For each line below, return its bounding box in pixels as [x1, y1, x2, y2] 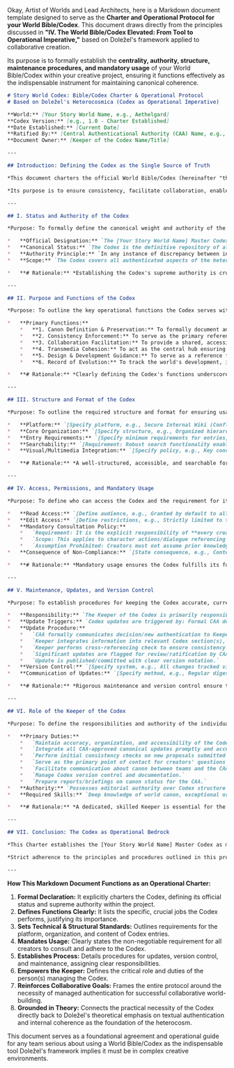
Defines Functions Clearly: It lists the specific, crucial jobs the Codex [17, 907, 218, 916]
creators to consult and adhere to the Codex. [17, 944, 146, 952]
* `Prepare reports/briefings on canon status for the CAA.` [19, 778, 208, 785]
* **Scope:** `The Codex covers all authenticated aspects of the [7, 257, 210, 264]
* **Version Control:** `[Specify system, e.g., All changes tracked [7, 663, 219, 670]
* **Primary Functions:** [7, 320, 89, 327]
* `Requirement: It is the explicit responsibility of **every [19, 529, 214, 537]
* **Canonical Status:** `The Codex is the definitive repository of [7, 244, 219, 251]
